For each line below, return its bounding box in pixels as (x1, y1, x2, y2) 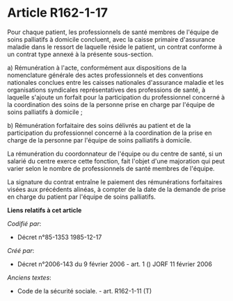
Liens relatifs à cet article (7, 206, 82, 214)
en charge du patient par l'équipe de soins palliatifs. (7, 193, 156, 201)
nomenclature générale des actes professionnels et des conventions (7, 71, 204, 79)
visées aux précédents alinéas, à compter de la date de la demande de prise (7, 185, 226, 193)
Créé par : (7, 246, 35, 254)
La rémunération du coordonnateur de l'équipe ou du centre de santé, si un (7, 149, 223, 158)
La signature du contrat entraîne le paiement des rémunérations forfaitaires (7, 177, 223, 186)
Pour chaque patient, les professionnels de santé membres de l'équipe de (7, 28, 219, 36)
